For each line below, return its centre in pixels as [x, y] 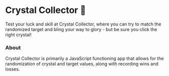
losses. [13, 69]
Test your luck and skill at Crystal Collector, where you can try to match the [83, 24]
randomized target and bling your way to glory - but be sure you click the [81, 29]
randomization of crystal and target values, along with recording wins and [82, 64]
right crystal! [18, 34]
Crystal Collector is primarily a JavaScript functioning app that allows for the [84, 58]
